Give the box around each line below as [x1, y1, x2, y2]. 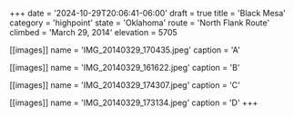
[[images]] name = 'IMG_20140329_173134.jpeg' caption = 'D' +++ [9, 97, 259, 108]
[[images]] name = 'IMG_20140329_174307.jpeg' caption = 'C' [9, 80, 241, 90]
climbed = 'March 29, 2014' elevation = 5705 [9, 27, 177, 37]
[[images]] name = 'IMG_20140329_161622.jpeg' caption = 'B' [9, 63, 240, 73]
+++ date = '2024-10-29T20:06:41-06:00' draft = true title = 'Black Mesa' [9, 8, 287, 18]
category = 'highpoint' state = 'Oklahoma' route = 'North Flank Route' [9, 17, 270, 28]
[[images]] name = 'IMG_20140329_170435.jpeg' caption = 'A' [9, 44, 241, 55]
